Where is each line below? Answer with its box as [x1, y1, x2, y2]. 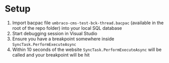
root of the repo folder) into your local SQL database [12, 25, 122, 31]
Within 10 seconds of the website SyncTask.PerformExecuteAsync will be [12, 46, 162, 52]
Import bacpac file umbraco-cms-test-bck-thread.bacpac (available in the [12, 20, 164, 26]
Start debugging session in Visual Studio [12, 30, 98, 36]
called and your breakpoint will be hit [12, 51, 90, 58]
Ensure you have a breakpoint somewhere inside [12, 36, 115, 42]
